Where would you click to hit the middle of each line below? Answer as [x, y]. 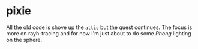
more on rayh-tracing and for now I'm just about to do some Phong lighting [99, 33]
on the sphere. [24, 40]
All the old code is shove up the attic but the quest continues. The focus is [99, 27]
